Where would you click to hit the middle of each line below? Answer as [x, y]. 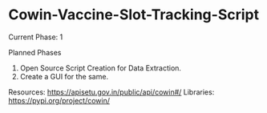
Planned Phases [35, 52]
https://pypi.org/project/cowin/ [59, 100]
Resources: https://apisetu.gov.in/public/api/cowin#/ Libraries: [111, 92]
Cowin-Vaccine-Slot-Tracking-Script [133, 15]
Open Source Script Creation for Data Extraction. [101, 68]
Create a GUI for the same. [64, 76]
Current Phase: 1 [36, 37]
